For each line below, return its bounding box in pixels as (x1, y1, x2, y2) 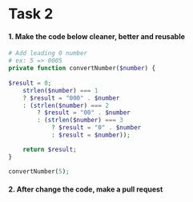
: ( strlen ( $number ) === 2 (22, 101, 110, 109)
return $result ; (22, 145, 78, 153)
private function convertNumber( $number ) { (8, 65, 156, 73)
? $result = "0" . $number (50, 124, 142, 132)
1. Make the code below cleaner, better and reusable (8, 31, 186, 41)
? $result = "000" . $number (22, 93, 120, 102)
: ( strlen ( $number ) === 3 (37, 117, 124, 125)
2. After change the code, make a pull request (8, 184, 163, 194)
